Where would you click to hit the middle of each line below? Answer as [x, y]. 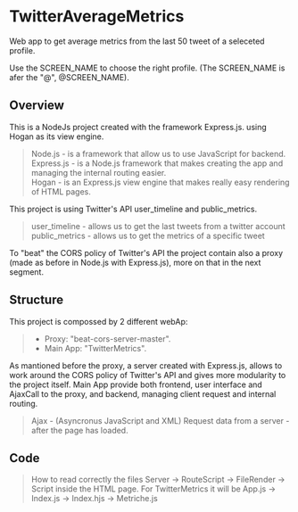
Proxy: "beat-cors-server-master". [108, 339]
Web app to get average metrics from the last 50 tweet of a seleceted [137, 41]
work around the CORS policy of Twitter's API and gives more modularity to [148, 375]
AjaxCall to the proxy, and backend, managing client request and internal [143, 393]
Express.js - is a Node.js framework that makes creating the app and [157, 163]
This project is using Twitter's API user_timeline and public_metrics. [133, 209]
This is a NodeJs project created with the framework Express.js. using [138, 127]
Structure [37, 300]
